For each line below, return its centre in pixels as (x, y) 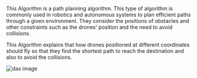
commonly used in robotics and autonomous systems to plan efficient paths (98, 15)
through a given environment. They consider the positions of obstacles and (98, 21)
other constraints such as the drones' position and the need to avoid (89, 27)
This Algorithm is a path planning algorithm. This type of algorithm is (90, 9)
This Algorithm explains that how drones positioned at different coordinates (98, 45)
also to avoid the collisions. (39, 57)
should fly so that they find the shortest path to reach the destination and (95, 51)
